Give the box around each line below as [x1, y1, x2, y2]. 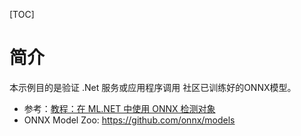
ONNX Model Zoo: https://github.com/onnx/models [23, 114, 236, 126]
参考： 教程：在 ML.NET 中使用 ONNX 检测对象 [23, 102, 216, 114]
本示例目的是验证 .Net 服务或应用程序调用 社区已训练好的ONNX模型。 [9, 81, 297, 93]
